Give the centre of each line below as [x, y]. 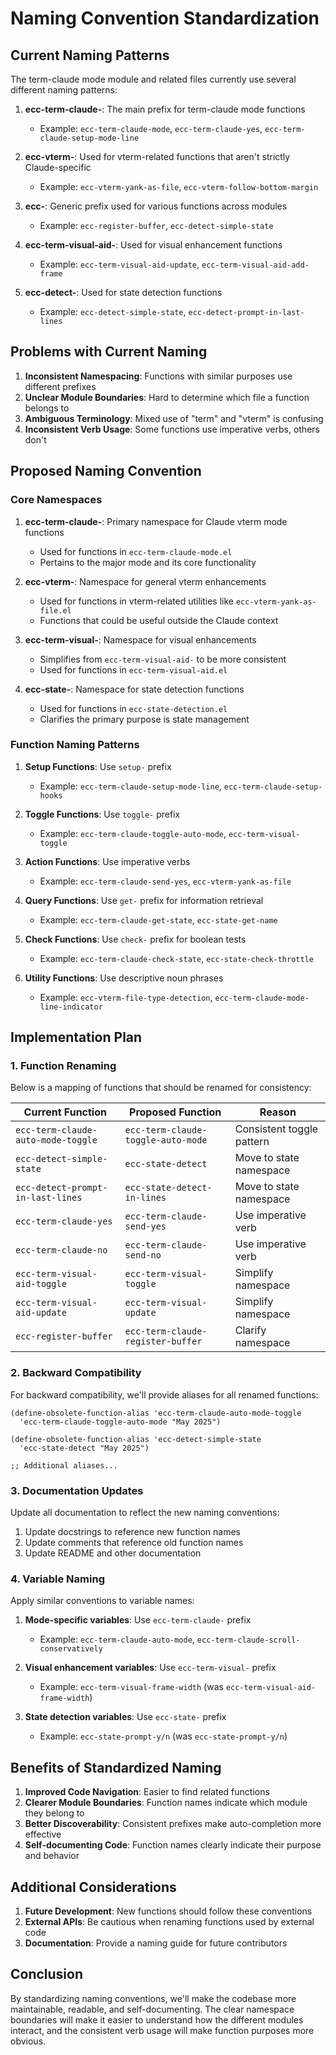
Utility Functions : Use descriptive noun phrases [124, 978]
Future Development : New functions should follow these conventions [168, 1911]
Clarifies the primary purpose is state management [144, 719]
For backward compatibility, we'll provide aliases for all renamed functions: [164, 1394]
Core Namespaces [56, 500]
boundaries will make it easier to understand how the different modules [157, 2019]
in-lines [145, 1198]
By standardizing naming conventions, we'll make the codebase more [153, 1998]
